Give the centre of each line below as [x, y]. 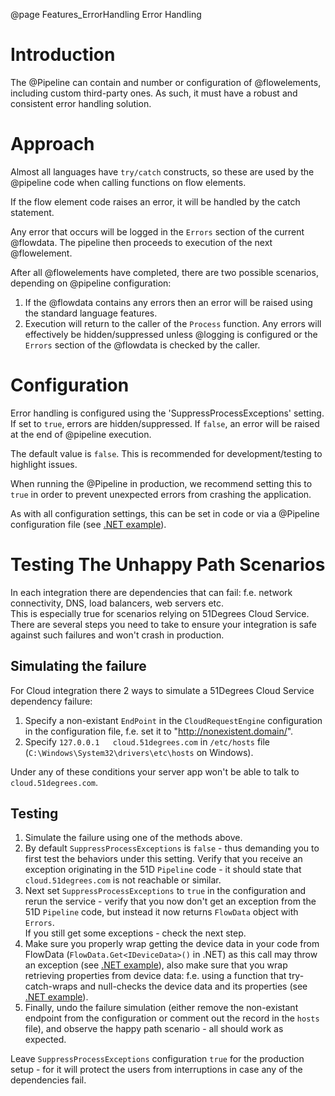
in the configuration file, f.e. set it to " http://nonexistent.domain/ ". [159, 731]
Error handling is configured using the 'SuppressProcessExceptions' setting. [167, 413]
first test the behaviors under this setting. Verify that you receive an [163, 859]
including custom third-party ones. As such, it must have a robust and [154, 93]
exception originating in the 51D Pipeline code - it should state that [163, 870]
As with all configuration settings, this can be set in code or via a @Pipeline [165, 513]
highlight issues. [44, 464]
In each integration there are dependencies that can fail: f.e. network [151, 592]
